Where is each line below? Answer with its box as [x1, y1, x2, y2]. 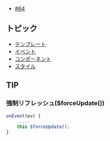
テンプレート [14, 40, 46, 47]
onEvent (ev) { [6, 113, 41, 119]
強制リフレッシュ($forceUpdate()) [6, 99, 105, 107]
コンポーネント [14, 55, 51, 62]
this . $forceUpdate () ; [17, 124, 70, 130]
